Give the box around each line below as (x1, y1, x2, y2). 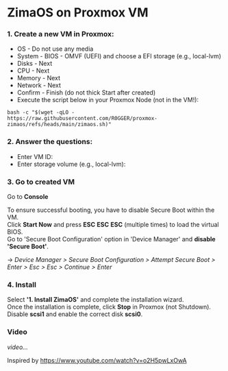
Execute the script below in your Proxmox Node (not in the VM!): (16, 96, 199, 104)
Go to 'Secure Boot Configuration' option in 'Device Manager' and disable (7, 235, 216, 243)
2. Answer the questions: (7, 137, 93, 147)
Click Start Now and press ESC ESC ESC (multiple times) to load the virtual (7, 221, 219, 229)
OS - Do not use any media (16, 45, 94, 53)
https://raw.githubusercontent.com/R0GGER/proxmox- (7, 115, 157, 122)
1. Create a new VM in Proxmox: (7, 29, 114, 39)
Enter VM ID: (16, 152, 53, 160)
